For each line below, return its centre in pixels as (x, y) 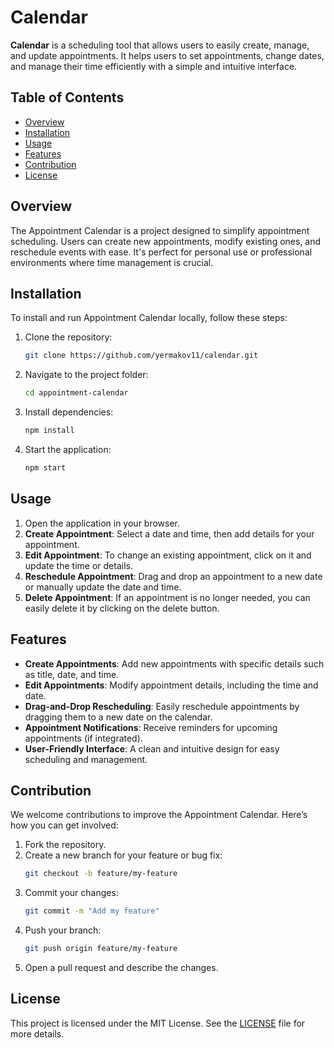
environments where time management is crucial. (112, 262)
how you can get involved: (64, 825)
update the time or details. (78, 565)
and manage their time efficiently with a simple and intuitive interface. (154, 66)
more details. (37, 1033)
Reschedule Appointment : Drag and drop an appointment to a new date (173, 576)
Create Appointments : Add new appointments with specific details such (174, 663)
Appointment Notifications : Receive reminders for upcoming (151, 727)
